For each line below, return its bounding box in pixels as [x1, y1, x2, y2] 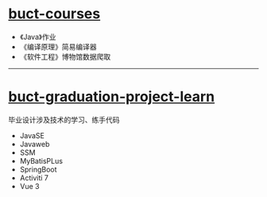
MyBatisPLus [19, 156, 64, 165]
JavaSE [19, 130, 45, 140]
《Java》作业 [19, 32, 56, 41]
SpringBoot [19, 164, 57, 174]
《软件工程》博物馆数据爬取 [19, 52, 111, 61]
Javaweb [19, 139, 50, 149]
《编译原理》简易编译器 [19, 41, 97, 52]
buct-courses [8, 5, 101, 23]
